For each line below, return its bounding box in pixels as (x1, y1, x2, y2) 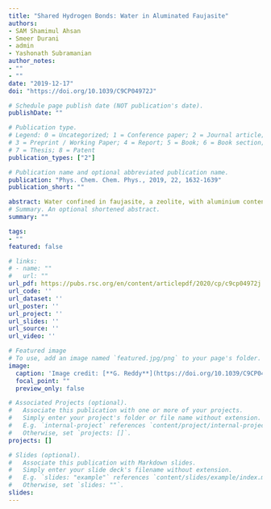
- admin (8, 42, 35, 50)
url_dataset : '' (8, 294, 63, 303)
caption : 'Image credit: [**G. (15, 369, 121, 377)
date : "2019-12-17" (8, 79, 74, 87)
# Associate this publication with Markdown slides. (8, 458, 197, 467)
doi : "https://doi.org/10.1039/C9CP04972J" (8, 86, 157, 95)
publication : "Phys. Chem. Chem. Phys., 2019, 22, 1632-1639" (8, 175, 222, 184)
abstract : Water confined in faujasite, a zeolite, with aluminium (8, 198, 240, 206)
